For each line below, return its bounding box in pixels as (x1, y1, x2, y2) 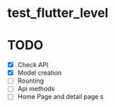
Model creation (17, 68, 62, 77)
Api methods (17, 85, 55, 93)
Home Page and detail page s (17, 92, 104, 101)
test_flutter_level (7, 5, 109, 21)
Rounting (17, 76, 44, 85)
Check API (17, 61, 49, 69)
